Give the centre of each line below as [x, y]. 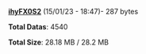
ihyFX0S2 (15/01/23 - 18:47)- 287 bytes [73, 12]
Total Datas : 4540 [38, 27]
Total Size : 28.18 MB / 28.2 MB [59, 42]
